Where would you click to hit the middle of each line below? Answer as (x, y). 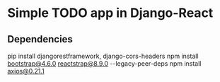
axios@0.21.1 (26, 71)
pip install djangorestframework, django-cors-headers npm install (103, 56)
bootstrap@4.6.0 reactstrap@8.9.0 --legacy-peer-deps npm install (104, 64)
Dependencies (40, 39)
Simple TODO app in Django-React (110, 13)
